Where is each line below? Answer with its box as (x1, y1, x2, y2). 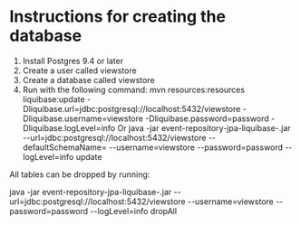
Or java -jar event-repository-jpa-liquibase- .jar (117, 122, 292, 133)
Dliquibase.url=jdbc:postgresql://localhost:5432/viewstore (22, 103, 241, 114)
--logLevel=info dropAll (90, 205, 178, 216)
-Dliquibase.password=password (144, 113, 269, 124)
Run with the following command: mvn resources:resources (22, 84, 246, 95)
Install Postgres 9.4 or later (22, 55, 124, 66)
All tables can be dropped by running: (9, 169, 150, 180)
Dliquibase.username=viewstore (22, 113, 143, 124)
